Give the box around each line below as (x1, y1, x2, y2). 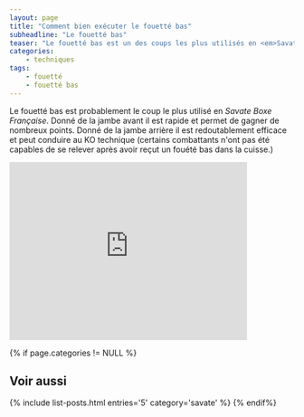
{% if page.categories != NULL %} (9, 347, 138, 358)
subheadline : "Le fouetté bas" (9, 30, 128, 39)
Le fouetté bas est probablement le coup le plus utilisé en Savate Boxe (9, 105, 272, 116)
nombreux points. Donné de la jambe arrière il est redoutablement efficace (9, 124, 288, 136)
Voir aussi (9, 374, 67, 389)
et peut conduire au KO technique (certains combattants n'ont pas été (9, 134, 270, 145)
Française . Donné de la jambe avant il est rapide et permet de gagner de (9, 115, 280, 126)
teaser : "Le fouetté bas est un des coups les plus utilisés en (9, 38, 257, 48)
